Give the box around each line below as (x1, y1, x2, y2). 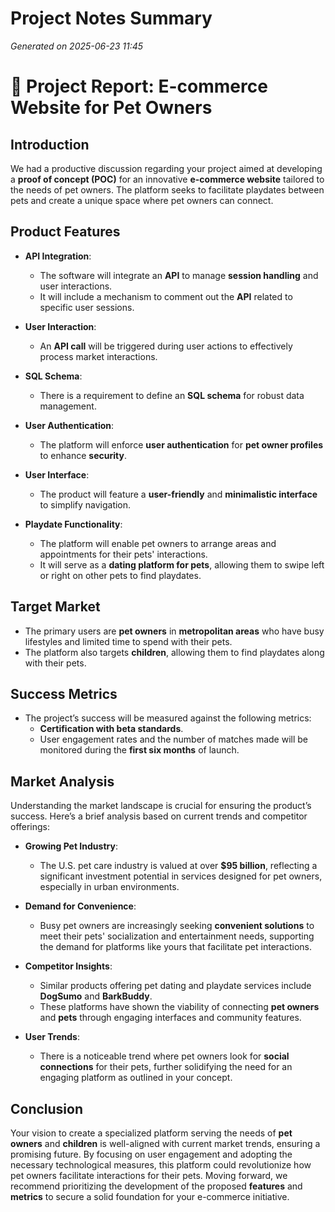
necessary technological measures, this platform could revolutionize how (10, 1159, 312, 1171)
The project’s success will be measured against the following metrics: (24, 712, 312, 724)
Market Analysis (10, 773, 115, 790)
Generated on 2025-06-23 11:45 (10, 40, 144, 52)
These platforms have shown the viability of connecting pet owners (39, 1001, 320, 1013)
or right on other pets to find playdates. (39, 569, 202, 581)
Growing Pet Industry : (24, 840, 118, 852)
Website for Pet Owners (10, 97, 213, 119)
